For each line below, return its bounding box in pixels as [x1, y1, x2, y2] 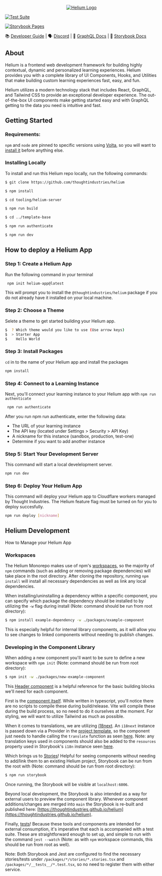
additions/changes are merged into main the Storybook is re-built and [5, 801, 144, 807]
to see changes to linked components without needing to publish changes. [5, 632, 154, 638]
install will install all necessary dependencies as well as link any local [5, 578, 146, 584]
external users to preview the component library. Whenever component [5, 796, 148, 802]
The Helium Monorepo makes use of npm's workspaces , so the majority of [5, 563, 154, 569]
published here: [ [5, 806, 39, 812]
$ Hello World [5, 336, 40, 341]
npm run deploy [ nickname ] [5, 513, 60, 518]
